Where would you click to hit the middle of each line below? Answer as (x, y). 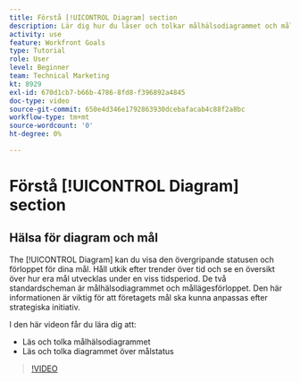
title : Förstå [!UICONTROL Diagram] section (93, 17)
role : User (29, 59)
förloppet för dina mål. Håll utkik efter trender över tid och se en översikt (142, 268)
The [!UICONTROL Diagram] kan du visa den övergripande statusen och (142, 259)
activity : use (36, 34)
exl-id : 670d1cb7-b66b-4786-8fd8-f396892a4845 (97, 92)
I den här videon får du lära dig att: (73, 324)
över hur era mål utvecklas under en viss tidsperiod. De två (118, 278)
